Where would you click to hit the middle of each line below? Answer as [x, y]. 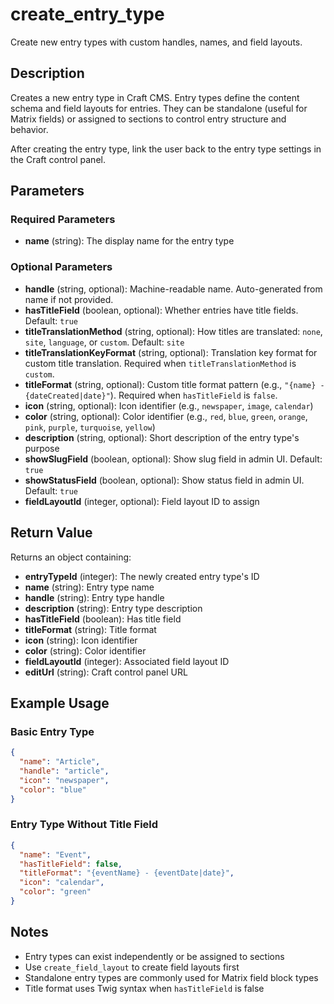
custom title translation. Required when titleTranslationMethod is [160, 363]
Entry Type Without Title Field [84, 825]
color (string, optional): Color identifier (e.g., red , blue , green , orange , [166, 416]
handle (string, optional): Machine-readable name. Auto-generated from [173, 289]
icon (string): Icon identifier [81, 640]
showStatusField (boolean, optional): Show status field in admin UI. [164, 480]
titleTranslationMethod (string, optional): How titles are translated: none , [173, 331]
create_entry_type [87, 14]
